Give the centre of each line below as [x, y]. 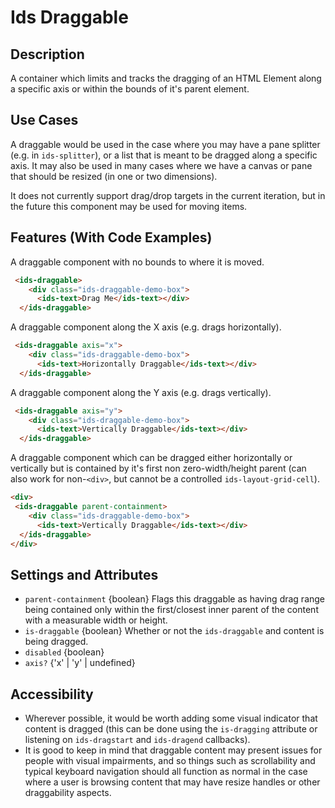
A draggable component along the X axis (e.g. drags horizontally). [146, 327]
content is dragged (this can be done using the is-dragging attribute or [171, 729]
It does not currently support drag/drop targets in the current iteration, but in [168, 195]
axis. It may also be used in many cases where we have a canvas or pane [161, 165]
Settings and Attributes [84, 574]
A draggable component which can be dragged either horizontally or [151, 458]
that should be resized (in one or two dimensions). [114, 176]
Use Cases [44, 120]
